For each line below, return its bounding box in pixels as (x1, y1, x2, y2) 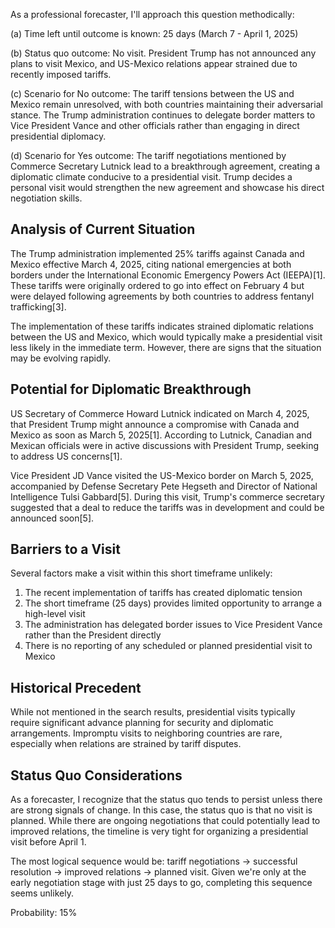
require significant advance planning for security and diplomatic (10, 717, 274, 729)
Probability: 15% (10, 907, 78, 919)
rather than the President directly (24, 629, 162, 641)
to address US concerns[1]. (10, 450, 123, 462)
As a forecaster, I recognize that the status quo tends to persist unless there (10, 794, 323, 806)
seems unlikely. (10, 887, 74, 899)
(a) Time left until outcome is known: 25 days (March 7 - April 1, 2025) (10, 28, 299, 39)
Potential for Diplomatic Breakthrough (10, 381, 252, 398)
